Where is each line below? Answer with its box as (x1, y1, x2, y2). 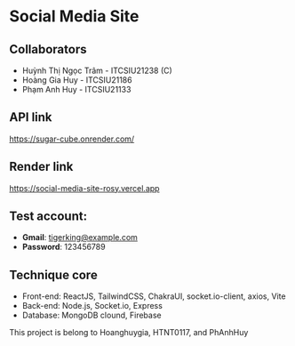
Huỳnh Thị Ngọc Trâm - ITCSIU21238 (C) (21, 65, 173, 76)
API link (9, 109, 52, 125)
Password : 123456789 (21, 242, 106, 253)
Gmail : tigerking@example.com (21, 232, 138, 243)
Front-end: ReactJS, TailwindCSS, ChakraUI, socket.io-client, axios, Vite (21, 291, 286, 302)
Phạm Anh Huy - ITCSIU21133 (21, 84, 132, 94)
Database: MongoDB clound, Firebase (21, 310, 162, 321)
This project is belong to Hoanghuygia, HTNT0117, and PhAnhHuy (9, 327, 249, 338)
